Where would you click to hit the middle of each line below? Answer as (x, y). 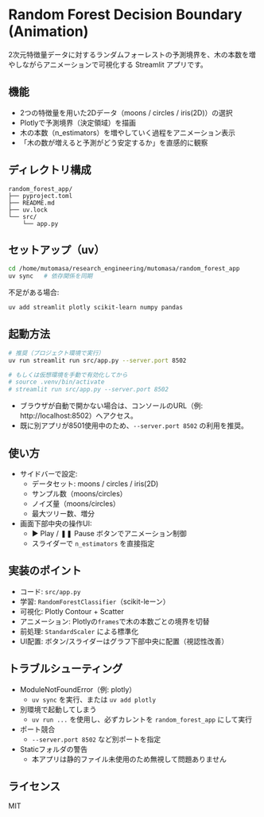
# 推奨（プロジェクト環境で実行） (56, 353)
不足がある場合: (34, 293)
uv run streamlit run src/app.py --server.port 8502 (97, 360)
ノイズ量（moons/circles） (76, 504)
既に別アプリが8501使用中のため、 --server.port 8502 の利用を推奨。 (134, 426)
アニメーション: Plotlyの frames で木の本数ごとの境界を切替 (115, 621)
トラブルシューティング (66, 669)
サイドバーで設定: (49, 474)
